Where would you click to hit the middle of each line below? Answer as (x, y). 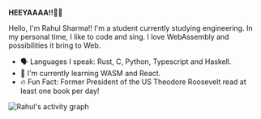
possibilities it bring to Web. (55, 45)
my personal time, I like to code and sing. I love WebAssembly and (119, 37)
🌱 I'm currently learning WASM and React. (90, 73)
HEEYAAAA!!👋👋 (36, 13)
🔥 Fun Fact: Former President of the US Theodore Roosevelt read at (133, 82)
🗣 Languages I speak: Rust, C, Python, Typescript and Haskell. (126, 62)
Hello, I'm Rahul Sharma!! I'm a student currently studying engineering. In (130, 28)
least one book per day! (60, 91)
